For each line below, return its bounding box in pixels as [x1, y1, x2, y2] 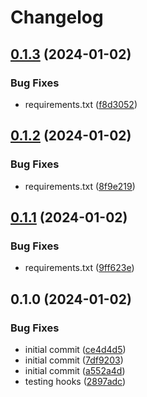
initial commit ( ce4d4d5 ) [24, 343, 127, 355]
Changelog [10, 6, 104, 29]
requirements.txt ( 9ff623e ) [24, 262, 135, 274]
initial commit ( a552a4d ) [24, 364, 126, 376]
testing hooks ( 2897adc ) [24, 375, 127, 387]
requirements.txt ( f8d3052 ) [24, 98, 138, 110]
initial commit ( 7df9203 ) [24, 354, 124, 366]
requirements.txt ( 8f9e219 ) [24, 180, 136, 192]
